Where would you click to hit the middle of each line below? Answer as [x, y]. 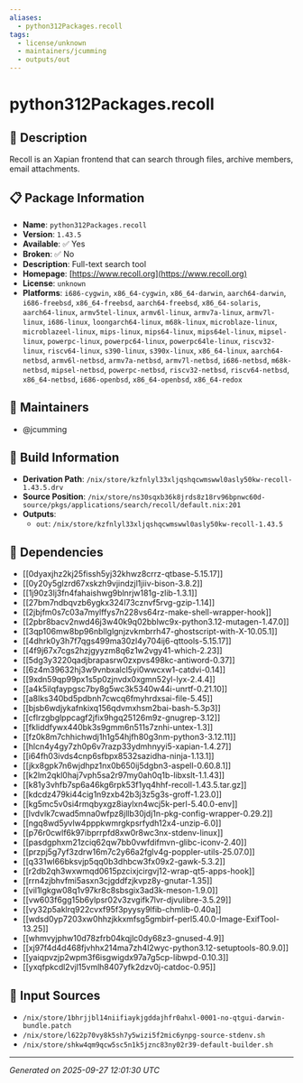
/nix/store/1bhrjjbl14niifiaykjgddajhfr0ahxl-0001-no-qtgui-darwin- [154, 1018]
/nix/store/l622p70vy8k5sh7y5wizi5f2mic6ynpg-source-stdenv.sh [144, 1036]
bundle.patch [47, 1026]
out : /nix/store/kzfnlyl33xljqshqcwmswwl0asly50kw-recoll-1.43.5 [160, 523]
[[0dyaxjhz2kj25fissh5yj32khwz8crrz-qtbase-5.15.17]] [123, 574]
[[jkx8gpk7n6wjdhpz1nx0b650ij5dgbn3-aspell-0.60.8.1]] [127, 766]
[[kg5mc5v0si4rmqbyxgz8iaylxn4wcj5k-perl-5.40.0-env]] [130, 804]
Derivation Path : [53, 479]
